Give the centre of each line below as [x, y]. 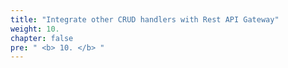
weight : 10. [35, 29]
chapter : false [42, 38]
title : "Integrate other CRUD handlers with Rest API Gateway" [145, 19]
